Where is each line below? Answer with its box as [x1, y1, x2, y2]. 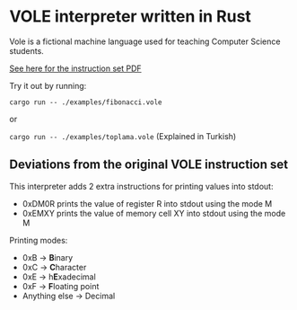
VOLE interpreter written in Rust [9, 6, 251, 27]
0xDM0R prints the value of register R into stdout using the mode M [22, 198, 273, 208]
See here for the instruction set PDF [9, 63, 142, 74]
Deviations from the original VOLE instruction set [9, 157, 289, 173]
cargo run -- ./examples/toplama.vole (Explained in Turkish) [9, 130, 237, 141]
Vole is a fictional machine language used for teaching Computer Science [9, 36, 281, 47]
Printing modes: [9, 235, 68, 245]
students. [9, 45, 45, 56]
